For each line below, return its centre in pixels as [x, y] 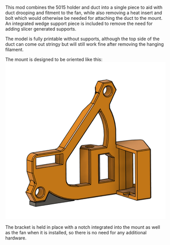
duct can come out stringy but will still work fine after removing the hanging [84, 44]
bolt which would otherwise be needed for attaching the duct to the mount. [84, 18]
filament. [15, 50]
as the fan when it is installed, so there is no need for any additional [76, 232]
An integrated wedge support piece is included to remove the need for [79, 23]
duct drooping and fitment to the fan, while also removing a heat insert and [84, 13]
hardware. [16, 238]
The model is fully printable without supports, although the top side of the [82, 39]
